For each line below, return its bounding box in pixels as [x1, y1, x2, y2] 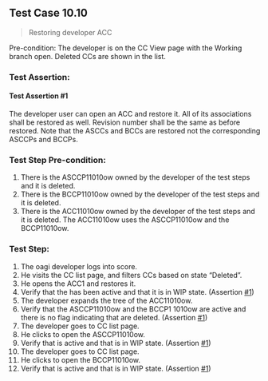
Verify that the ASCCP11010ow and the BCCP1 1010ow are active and [20, 304, 246, 314]
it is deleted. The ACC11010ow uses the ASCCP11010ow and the [20, 215, 230, 224]
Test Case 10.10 [9, 6, 89, 20]
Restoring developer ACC [28, 27, 112, 37]
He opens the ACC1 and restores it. [20, 279, 136, 288]
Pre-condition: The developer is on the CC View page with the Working [9, 43, 242, 53]
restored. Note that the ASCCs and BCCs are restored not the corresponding [9, 125, 261, 135]
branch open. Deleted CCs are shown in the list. [9, 51, 167, 61]
